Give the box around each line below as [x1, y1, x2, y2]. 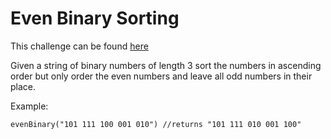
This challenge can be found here [10, 40, 149, 52]
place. [10, 80, 37, 92]
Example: [10, 100, 49, 112]
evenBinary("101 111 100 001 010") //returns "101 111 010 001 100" [10, 119, 302, 129]
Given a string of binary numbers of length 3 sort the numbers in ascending [10, 59, 322, 71]
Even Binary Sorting [10, 7, 180, 30]
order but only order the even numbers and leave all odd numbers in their [10, 70, 313, 82]
